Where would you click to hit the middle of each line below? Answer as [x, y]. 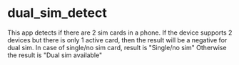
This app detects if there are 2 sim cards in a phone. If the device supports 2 [120, 32]
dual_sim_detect [57, 13]
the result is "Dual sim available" [55, 55]
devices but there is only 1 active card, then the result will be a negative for [117, 40]
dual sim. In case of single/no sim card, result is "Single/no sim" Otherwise [117, 47]
